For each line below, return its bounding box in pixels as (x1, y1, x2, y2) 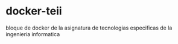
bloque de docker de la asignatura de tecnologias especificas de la (5, 24, 173, 31)
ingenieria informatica (5, 30, 60, 37)
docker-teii (5, 4, 62, 18)
